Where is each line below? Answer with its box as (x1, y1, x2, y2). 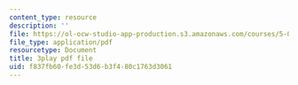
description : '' (9, 21, 69, 30)
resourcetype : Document (9, 46, 98, 55)
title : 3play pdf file (9, 54, 93, 63)
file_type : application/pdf (9, 37, 114, 47)
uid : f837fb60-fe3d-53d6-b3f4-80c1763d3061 (9, 63, 173, 72)
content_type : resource (9, 12, 98, 22)
